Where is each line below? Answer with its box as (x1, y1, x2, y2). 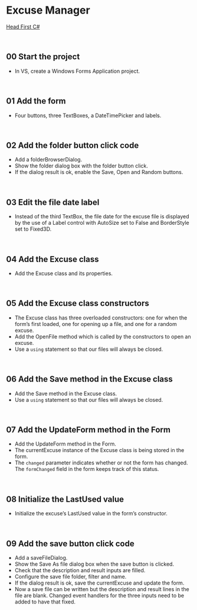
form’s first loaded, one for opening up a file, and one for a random (14, 320, 177, 327)
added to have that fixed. (14, 598, 75, 605)
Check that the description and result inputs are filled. (14, 567, 146, 574)
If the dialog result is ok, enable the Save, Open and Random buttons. (14, 169, 183, 176)
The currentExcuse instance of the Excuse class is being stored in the (14, 447, 185, 454)
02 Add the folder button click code (6, 140, 139, 150)
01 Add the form (6, 96, 66, 106)
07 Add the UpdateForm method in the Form (6, 425, 171, 435)
